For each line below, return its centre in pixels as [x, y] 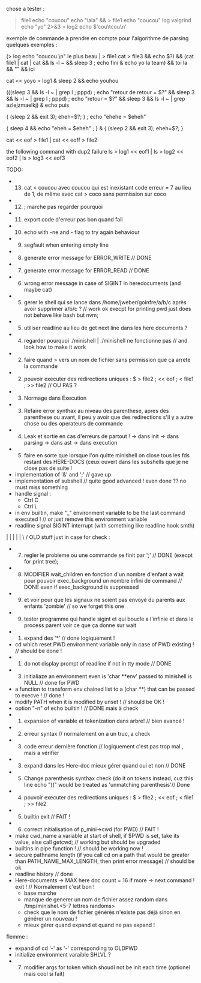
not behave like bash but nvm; [61, 315]
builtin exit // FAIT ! [47, 816]
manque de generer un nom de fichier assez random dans [96, 899]
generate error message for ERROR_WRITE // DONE [88, 258]
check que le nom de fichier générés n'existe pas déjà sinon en [102, 912]
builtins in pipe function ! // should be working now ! [79, 848]
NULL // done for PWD [52, 683]
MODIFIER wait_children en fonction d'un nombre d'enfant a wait [104, 574]
